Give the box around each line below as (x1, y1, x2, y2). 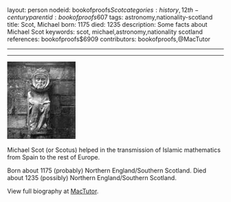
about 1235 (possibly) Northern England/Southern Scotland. (7, 174, 177, 181)
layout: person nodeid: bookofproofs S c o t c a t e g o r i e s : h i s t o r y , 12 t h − (7, 6, 199, 14)
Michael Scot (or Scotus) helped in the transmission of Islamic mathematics (7, 146, 221, 154)
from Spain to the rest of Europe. (7, 153, 100, 161)
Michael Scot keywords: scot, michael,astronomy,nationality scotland (7, 27, 203, 36)
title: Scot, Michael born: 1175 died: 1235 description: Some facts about (7, 21, 208, 28)
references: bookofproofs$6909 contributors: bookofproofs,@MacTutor (7, 35, 211, 43)
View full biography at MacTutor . (7, 187, 99, 195)
